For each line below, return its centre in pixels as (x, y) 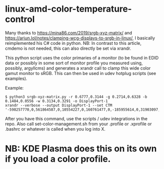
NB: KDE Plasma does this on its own (81, 149)
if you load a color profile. (58, 159)
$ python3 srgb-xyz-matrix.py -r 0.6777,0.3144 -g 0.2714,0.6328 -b (76, 97)
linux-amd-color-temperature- (69, 9)
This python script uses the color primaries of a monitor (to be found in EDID (82, 57)
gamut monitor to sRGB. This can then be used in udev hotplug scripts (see (81, 73)
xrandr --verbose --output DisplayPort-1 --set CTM (59, 105)
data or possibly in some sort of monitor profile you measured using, (74, 63)
